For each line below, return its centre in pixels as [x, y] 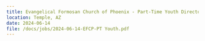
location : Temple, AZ [34, 17]
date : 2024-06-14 [28, 23]
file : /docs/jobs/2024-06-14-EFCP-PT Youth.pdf [68, 29]
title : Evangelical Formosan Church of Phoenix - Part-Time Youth [92, 12]
